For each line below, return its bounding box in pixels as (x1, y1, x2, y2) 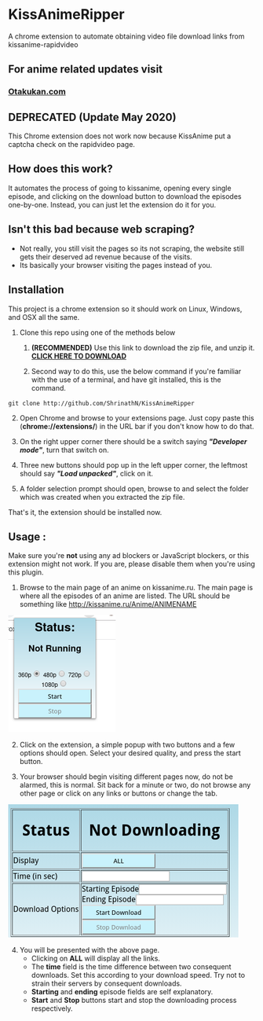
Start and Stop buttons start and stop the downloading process (31, 996, 237, 1005)
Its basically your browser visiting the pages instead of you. (19, 260, 213, 270)
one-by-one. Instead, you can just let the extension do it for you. (8, 200, 217, 209)
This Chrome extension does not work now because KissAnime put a (8, 131, 232, 141)
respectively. (31, 1004, 73, 1013)
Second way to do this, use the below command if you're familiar (31, 366, 242, 376)
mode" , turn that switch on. (19, 445, 110, 454)
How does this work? (8, 163, 113, 176)
